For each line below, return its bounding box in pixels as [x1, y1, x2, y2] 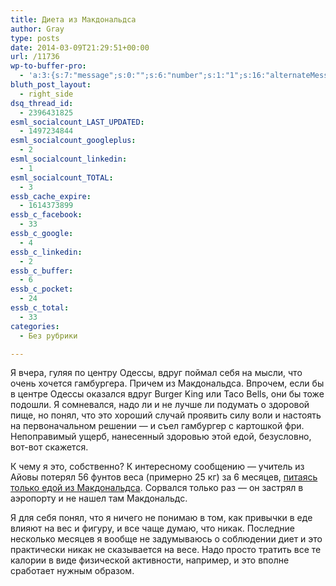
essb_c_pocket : [10, 284, 74, 295]
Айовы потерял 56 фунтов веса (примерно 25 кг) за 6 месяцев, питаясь [10, 471, 318, 483]
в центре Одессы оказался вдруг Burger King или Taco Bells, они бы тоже [10, 388, 325, 400]
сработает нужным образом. [10, 565, 135, 577]
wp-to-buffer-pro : [10, 61, 87, 71]
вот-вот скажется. [10, 441, 89, 453]
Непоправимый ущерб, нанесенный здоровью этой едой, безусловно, [10, 431, 312, 443]
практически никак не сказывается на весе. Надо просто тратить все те [10, 544, 322, 556]
